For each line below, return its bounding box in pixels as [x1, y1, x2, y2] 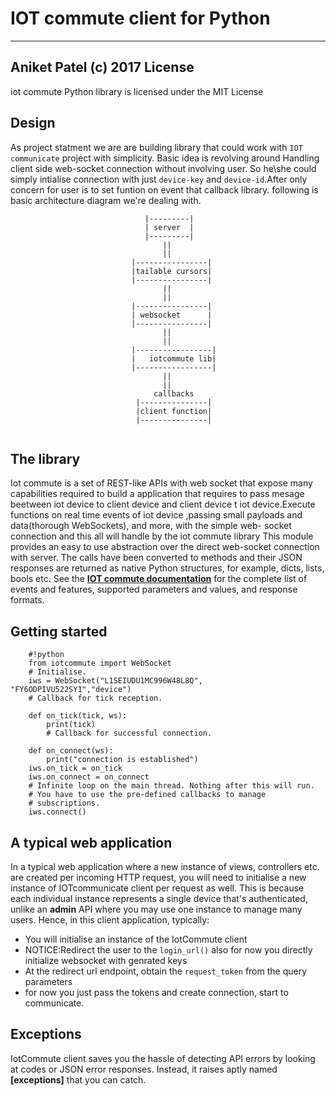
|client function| [135, 406, 213, 416]
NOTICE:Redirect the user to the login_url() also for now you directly [24, 944, 313, 956]
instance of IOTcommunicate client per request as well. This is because [10, 882, 305, 894]
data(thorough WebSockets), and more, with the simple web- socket [10, 520, 292, 532]
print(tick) [46, 720, 97, 730]
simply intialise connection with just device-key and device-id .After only [10, 173, 308, 185]
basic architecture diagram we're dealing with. [10, 194, 202, 206]
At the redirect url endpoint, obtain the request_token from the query [24, 965, 308, 977]
